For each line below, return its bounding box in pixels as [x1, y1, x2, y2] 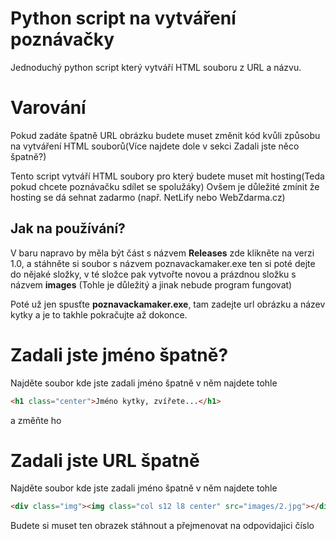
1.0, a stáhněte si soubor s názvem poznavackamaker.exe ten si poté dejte [10, 257, 316, 269]
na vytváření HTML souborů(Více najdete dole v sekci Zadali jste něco [10, 140, 300, 152]
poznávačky [10, 28, 115, 51]
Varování [10, 97, 87, 119]
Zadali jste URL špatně [10, 449, 200, 472]
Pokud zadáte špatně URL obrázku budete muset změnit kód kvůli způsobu [10, 129, 321, 141]
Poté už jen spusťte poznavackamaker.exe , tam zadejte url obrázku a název [10, 298, 326, 310]
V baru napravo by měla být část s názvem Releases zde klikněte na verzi [10, 247, 315, 259]
